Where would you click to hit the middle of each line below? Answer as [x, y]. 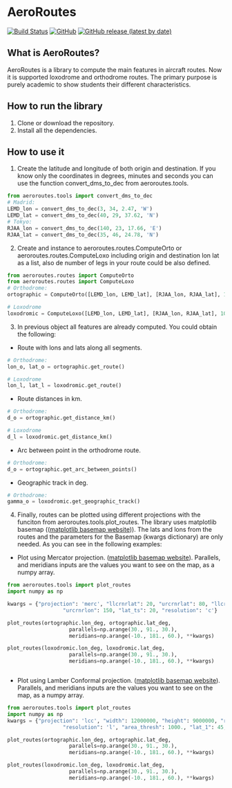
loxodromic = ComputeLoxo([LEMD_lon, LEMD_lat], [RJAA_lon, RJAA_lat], [112, 313]
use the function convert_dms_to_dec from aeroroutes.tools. [103, 183]
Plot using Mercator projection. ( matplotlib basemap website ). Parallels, [119, 557]
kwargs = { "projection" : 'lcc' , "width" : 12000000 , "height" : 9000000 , [112, 721]
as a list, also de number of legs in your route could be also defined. [114, 262]
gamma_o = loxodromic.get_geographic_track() [74, 502]
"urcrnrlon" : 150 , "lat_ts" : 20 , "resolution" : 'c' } [140, 610]
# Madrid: [21, 203]
